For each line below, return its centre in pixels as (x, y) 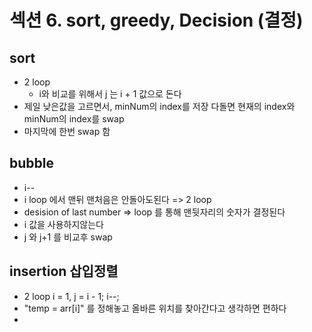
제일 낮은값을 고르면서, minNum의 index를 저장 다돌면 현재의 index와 (159, 106)
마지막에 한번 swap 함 (67, 131)
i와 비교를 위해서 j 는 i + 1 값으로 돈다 (110, 94)
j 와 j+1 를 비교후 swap (68, 237)
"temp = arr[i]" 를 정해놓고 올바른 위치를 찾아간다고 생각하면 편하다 (155, 308)
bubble (31, 163)
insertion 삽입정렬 (64, 271)
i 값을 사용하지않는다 (63, 224)
